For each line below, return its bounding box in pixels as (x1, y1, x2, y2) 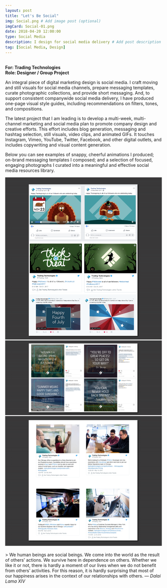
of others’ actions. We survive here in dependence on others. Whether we (5, 557, 157, 563)
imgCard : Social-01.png (5, 24, 55, 29)
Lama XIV (5, 578, 26, 584)
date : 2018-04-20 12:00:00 (5, 29, 61, 34)
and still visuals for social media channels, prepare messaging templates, (5, 85, 155, 91)
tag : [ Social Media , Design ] (5, 45, 66, 50)
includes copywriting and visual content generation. (5, 142, 111, 148)
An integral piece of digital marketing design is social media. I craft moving (5, 79, 158, 85)
